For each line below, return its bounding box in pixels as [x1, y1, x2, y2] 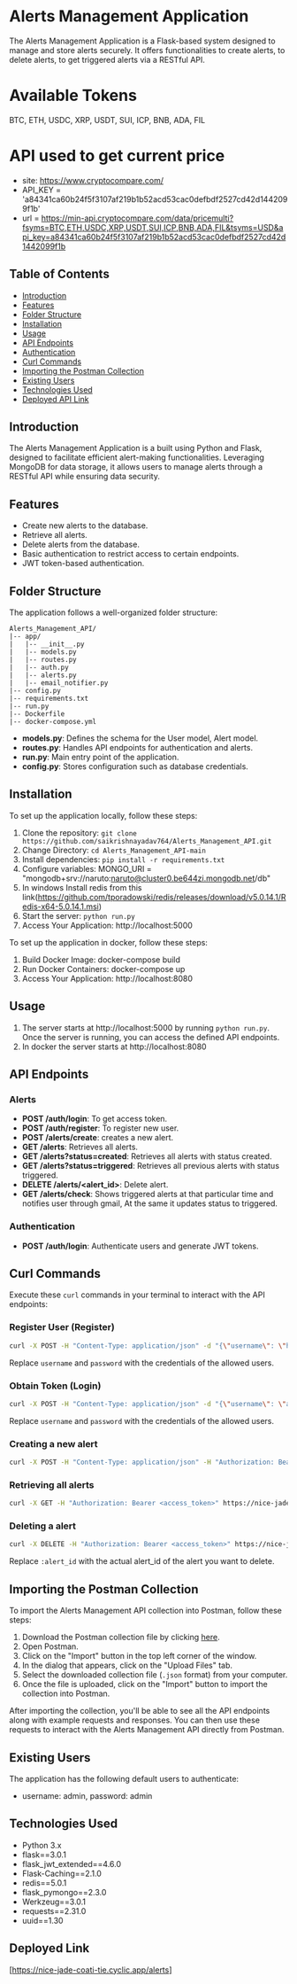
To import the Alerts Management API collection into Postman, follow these [9, 1606, 283, 1616]
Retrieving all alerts [9, 1478, 95, 1490]
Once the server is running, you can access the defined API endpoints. [21, 1031, 280, 1042]
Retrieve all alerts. [21, 530, 88, 541]
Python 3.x [21, 1840, 62, 1850]
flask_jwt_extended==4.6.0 [21, 1858, 122, 1869]
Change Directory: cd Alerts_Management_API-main [21, 844, 206, 855]
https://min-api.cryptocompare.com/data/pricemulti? [41, 213, 234, 223]
